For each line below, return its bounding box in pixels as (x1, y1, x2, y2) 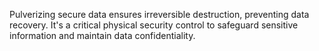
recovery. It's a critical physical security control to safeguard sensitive (9, 19, 299, 31)
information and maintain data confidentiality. (9, 30, 196, 41)
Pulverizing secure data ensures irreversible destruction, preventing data (9, 9, 310, 20)
